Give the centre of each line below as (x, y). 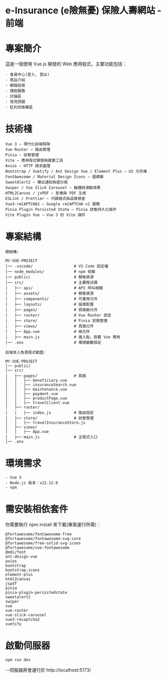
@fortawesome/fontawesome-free (39, 534)
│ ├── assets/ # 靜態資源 (50, 293)
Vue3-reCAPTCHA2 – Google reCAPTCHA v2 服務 (53, 204)
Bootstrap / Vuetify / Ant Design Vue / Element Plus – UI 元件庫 (76, 172)
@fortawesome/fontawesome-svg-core (43, 539)
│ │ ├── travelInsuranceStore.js (45, 423)
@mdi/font (16, 552)
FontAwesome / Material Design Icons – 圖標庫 (54, 177)
